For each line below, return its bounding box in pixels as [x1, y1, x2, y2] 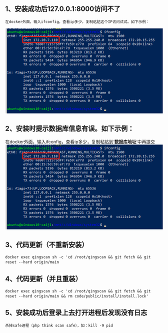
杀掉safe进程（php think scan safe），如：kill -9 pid [5, 323, 113, 328]
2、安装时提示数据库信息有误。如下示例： [5, 124, 134, 133]
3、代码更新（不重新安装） [5, 240, 88, 249]
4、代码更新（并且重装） [5, 274, 82, 283]
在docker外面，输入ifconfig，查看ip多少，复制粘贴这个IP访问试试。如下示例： [5, 19, 150, 24]
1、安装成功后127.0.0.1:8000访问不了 [5, 4, 121, 13]
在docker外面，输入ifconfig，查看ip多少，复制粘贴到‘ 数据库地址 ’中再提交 [5, 138, 155, 144]
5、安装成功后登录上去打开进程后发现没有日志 [5, 308, 147, 317]
